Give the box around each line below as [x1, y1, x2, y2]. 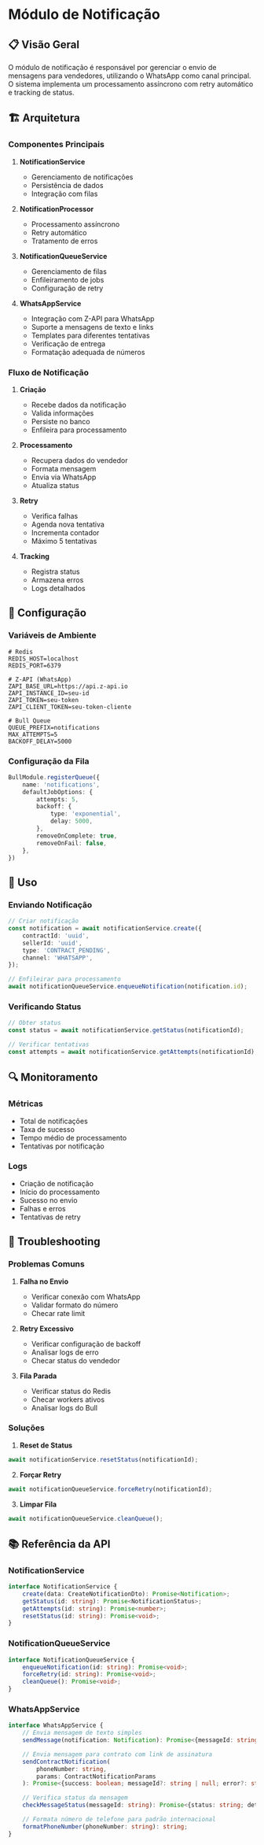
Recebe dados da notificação [31, 400, 127, 409]
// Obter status [8, 1019, 61, 1027]
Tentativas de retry [19, 1212, 81, 1222]
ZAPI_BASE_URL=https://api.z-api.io [8, 682, 128, 690]
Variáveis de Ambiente [8, 630, 97, 641]
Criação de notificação [19, 1178, 94, 1188]
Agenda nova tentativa [31, 519, 104, 529]
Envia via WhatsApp [31, 472, 97, 482]
